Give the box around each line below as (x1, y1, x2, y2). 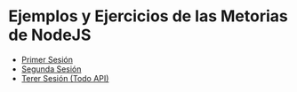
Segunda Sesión (20, 64, 82, 74)
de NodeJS (8, 25, 92, 45)
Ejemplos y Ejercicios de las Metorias (8, 6, 288, 27)
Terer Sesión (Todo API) (20, 73, 109, 83)
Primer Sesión (20, 54, 73, 65)
